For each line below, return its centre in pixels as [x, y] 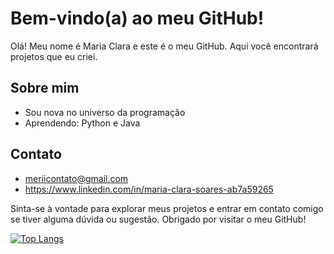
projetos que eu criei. [54, 56]
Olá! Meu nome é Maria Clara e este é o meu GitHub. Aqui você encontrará [164, 46]
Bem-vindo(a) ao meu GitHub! [137, 18]
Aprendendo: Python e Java [82, 123]
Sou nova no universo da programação [105, 112]
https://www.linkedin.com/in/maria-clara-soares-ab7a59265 [149, 189]
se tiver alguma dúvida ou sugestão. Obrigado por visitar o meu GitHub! [158, 219]
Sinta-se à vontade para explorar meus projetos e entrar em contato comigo [167, 208]
